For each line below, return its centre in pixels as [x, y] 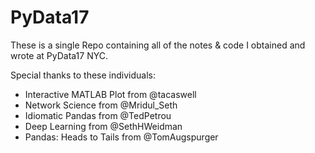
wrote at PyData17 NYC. [59, 55]
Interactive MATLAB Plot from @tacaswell [110, 94]
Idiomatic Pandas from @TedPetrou [98, 115]
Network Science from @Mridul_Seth [101, 105]
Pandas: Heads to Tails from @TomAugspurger [121, 137]
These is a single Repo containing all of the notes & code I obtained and [158, 45]
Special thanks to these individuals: [83, 75]
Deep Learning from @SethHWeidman [103, 126]
